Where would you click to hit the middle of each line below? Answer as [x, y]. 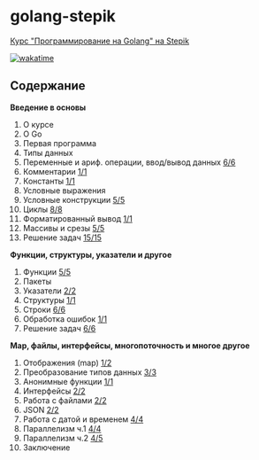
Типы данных [48, 152]
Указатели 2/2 [50, 291]
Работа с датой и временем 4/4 [83, 419]
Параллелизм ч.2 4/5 [63, 438]
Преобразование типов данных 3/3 [90, 372]
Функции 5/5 [47, 271]
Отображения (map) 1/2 [67, 363]
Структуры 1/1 [49, 300]
